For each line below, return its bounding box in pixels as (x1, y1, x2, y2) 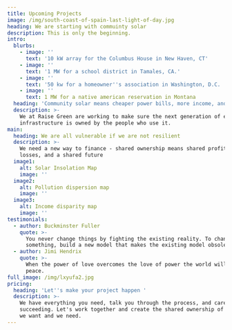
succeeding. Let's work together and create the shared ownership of (19, 306, 224, 313)
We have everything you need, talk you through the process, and (19, 300, 212, 306)
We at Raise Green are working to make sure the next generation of (19, 113, 221, 120)
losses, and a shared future (19, 152, 104, 159)
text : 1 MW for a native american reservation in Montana (25, 94, 196, 101)
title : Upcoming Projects (7, 10, 81, 17)
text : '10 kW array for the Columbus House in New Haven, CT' (25, 55, 209, 62)
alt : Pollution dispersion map (19, 184, 110, 191)
